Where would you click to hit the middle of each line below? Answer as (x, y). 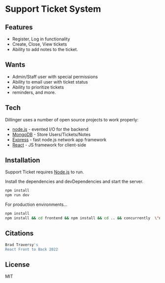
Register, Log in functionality (41, 39)
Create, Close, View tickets (40, 44)
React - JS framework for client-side (49, 145)
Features (19, 27)
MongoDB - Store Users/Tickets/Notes (51, 134)
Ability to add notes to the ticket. (45, 49)
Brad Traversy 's (22, 245)
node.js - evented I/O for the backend (50, 129)
